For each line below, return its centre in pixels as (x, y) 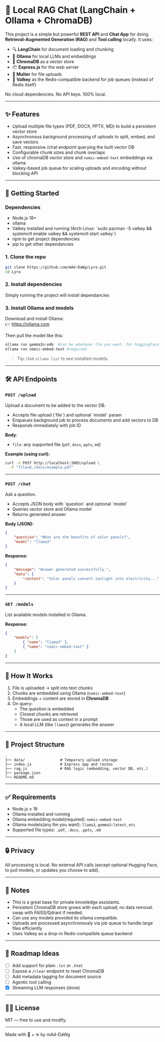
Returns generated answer (39, 514)
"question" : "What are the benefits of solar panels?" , (72, 537)
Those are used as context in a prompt (59, 719)
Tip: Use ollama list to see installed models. (63, 358)
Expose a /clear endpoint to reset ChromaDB (58, 971)
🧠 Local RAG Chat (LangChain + (70, 10)
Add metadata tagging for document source (57, 977)
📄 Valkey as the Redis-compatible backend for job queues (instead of (83, 79)
